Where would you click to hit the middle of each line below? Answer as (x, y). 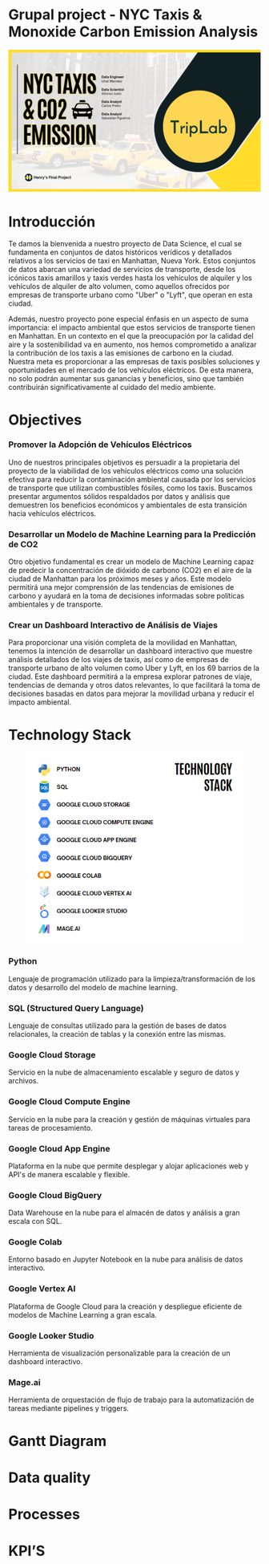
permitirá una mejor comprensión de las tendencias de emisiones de (121, 587)
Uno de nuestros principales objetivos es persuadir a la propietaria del (124, 462)
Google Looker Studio (51, 1335)
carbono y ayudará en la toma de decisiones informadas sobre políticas (126, 596)
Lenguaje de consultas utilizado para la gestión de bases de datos (117, 1026)
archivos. (23, 1081)
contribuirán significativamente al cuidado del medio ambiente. (112, 388)
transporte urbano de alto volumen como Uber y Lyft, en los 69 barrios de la (134, 668)
